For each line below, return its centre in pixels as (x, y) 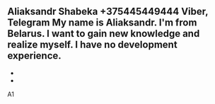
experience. (34, 56)
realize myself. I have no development (93, 45)
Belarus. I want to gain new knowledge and (104, 34)
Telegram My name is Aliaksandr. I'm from (102, 23)
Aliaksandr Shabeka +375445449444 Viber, (108, 12)
